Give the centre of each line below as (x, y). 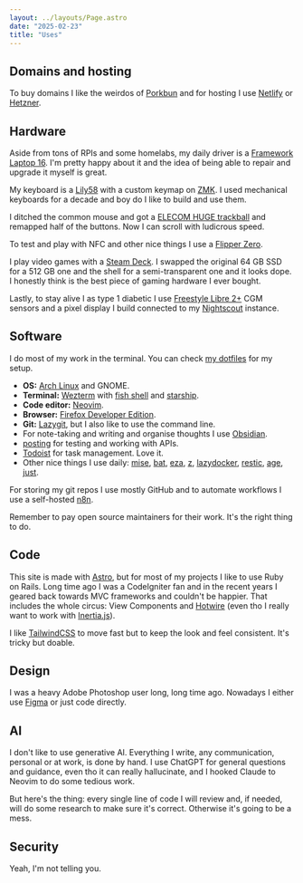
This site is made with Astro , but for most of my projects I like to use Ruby (147, 577)
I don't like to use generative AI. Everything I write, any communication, (142, 753)
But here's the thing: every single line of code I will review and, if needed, (146, 799)
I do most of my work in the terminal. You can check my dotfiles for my (141, 358)
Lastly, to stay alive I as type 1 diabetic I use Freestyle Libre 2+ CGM (136, 298)
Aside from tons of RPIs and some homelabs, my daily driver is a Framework (151, 153)
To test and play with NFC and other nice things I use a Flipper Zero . (137, 244)
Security (34, 846)
